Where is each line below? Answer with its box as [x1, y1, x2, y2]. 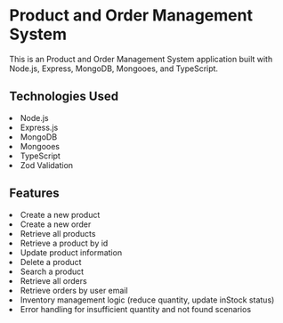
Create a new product [20, 209, 101, 220]
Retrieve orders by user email [20, 285, 128, 295]
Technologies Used [9, 89, 118, 104]
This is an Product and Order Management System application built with [9, 53, 273, 64]
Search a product [20, 266, 85, 277]
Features [9, 186, 60, 201]
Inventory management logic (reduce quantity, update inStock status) [20, 295, 275, 305]
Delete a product [20, 256, 82, 267]
